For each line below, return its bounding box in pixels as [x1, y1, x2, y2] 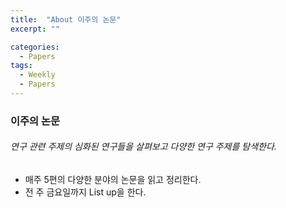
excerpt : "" [10, 24, 60, 34]
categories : [10, 42, 60, 52]
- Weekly [19, 70, 56, 80]
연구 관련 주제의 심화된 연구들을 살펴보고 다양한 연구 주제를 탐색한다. [10, 141, 277, 153]
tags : [10, 61, 33, 71]
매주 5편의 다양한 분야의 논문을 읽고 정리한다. [24, 174, 202, 185]
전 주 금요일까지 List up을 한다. [24, 186, 147, 198]
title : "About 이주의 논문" [10, 14, 122, 25]
